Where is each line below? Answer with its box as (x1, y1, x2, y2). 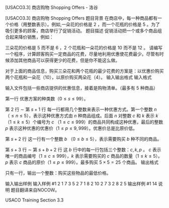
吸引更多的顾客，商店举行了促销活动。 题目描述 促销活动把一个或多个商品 (5, 28, 157, 34)
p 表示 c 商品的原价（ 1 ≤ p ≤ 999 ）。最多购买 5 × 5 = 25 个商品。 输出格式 (5, 159, 159, 165)
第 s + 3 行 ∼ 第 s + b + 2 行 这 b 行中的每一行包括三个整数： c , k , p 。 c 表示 (5, 147, 161, 153)
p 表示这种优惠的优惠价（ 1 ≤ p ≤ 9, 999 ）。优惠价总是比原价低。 (5, 125, 137, 131)
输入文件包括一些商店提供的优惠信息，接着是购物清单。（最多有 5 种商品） (5, 85, 158, 91)
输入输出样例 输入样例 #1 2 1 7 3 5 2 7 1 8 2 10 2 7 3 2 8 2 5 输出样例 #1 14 (5, 181, 157, 186)
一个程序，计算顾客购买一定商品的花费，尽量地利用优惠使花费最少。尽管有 (5, 51, 159, 57)
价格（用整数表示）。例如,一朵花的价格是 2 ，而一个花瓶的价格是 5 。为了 (9, 22, 160, 27)
